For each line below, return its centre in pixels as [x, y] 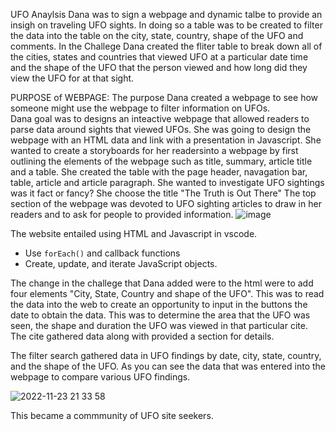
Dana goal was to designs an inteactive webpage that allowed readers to [160, 118]
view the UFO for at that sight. [72, 78]
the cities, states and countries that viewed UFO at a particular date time [159, 57]
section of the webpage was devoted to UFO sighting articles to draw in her [166, 203]
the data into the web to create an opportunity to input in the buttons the [159, 304]
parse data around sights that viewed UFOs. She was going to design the [161, 129]
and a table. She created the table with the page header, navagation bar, [159, 172]
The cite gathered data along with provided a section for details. [142, 336]
